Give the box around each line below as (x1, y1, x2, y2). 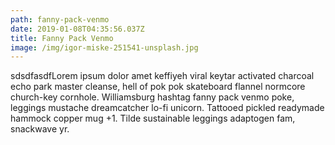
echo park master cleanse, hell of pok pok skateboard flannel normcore (10, 81, 306, 93)
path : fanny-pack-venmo (10, 14, 110, 25)
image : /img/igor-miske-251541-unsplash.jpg (10, 42, 199, 53)
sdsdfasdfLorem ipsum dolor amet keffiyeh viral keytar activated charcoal (10, 70, 315, 82)
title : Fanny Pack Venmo (10, 33, 114, 43)
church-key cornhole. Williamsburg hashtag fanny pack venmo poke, (10, 91, 295, 103)
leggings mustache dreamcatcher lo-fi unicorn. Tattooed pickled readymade (10, 102, 325, 114)
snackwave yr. (10, 123, 70, 135)
